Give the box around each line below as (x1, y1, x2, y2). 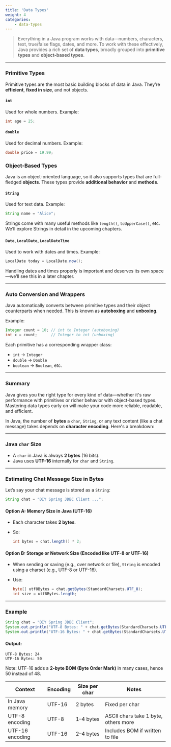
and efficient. (5, 408, 33, 414)
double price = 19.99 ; (5, 150, 53, 155)
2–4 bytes (75, 730, 100, 737)
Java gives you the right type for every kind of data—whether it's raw (5, 391, 151, 398)
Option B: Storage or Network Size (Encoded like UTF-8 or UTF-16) (5, 550, 149, 556)
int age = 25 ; (5, 119, 36, 124)
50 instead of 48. (5, 670, 42, 677)
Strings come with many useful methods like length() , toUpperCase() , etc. (5, 220, 160, 226)
